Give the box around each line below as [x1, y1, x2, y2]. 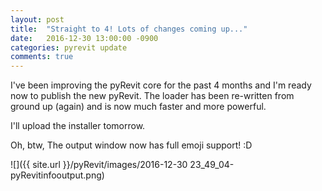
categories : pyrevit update [10, 42, 128, 53]
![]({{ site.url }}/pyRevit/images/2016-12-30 [10, 159, 188, 171]
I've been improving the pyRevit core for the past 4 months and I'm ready [10, 79, 312, 91]
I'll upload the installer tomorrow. [10, 120, 146, 132]
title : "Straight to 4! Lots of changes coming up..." [10, 24, 248, 34]
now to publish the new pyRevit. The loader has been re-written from [10, 90, 295, 102]
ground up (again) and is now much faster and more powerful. [10, 101, 267, 113]
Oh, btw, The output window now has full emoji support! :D [10, 139, 253, 151]
